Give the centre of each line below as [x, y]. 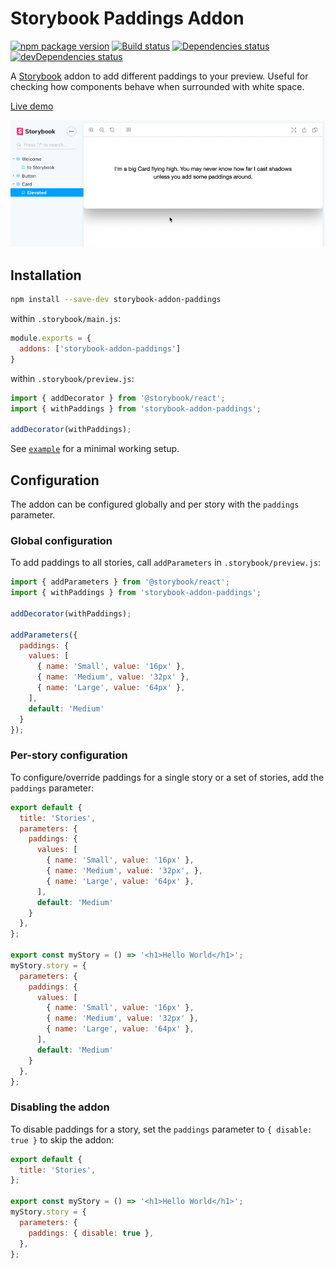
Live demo [32, 106]
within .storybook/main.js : [66, 319]
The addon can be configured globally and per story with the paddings [155, 504]
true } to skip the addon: [62, 1139]
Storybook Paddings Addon [127, 18]
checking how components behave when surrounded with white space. [157, 86]
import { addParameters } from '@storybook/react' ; [120, 582]
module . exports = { [51, 338]
